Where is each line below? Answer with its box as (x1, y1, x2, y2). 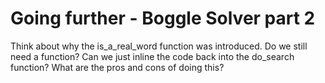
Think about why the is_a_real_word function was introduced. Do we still (10, 40, 308, 52)
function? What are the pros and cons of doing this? (10, 61, 225, 73)
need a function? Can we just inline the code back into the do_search (10, 50, 295, 62)
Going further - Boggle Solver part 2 (10, 7, 316, 30)
